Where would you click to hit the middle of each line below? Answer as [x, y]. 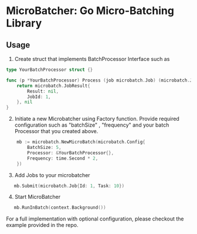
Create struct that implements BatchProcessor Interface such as [92, 59]
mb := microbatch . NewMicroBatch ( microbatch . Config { [81, 142]
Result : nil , [43, 91]
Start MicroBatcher [37, 197]
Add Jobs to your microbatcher [52, 175]
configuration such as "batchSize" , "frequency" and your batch [92, 125]
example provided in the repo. [42, 225]
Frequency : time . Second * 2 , [63, 158]
